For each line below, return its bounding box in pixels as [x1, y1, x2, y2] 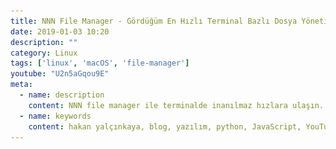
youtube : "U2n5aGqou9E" [10, 69, 110, 79]
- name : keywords [19, 111, 92, 121]
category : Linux [10, 48, 78, 58]
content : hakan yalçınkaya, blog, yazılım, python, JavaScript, [28, 121, 302, 132]
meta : [10, 80, 33, 90]
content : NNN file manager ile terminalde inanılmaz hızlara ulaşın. [28, 100, 325, 110]
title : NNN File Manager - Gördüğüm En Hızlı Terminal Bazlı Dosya [10, 16, 298, 26]
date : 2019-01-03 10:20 [10, 26, 110, 37]
